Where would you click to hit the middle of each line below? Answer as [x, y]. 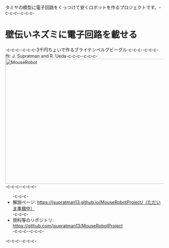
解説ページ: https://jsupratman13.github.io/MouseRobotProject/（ [80, 202]
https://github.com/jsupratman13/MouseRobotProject [68, 225]
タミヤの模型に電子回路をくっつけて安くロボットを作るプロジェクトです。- [83, 7]
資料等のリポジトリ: [33, 220]
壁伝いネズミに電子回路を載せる [71, 35]
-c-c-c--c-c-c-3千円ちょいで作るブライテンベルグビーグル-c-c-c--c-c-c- [82, 50]
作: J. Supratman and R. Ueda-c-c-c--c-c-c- [52, 56]
